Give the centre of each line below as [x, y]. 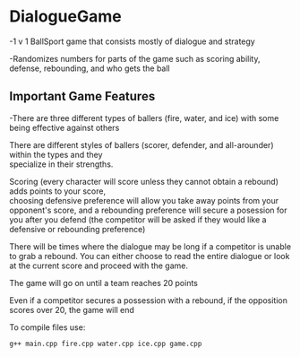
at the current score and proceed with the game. [99, 266]
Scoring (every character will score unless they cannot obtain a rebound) [144, 181]
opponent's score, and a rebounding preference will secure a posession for [148, 210]
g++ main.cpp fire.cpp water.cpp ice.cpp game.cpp [106, 344]
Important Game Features [82, 96]
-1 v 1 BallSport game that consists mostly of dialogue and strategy [132, 41]
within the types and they [56, 154]
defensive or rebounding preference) [77, 229]
